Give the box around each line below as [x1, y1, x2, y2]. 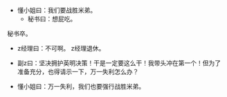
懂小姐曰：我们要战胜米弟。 [17, 6, 97, 14]
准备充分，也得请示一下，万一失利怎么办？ [17, 68, 139, 76]
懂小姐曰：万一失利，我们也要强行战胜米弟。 [17, 82, 145, 90]
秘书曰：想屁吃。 [27, 15, 77, 23]
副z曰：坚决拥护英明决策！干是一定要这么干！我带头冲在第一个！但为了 [17, 59, 221, 67]
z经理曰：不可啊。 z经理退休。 [17, 44, 105, 52]
